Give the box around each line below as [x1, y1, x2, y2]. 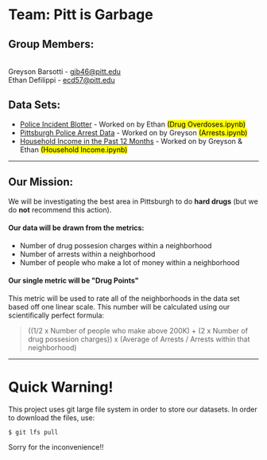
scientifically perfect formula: [8, 310, 105, 320]
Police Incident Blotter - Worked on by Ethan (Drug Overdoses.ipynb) [19, 119, 246, 129]
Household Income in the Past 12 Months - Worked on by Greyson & [19, 136, 243, 146]
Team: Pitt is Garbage [8, 6, 153, 24]
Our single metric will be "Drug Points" [8, 276, 139, 286]
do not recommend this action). [8, 205, 112, 214]
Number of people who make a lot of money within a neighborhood [19, 257, 240, 267]
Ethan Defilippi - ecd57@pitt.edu [8, 76, 115, 84]
